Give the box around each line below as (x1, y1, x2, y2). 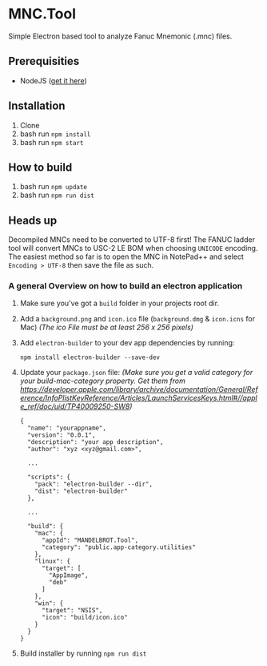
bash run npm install (19, 129, 91, 139)
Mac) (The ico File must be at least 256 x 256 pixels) (19, 322, 194, 333)
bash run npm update (19, 182, 88, 192)
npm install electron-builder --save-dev (19, 353, 160, 361)
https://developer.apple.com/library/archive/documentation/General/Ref (19, 385, 258, 394)
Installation (8, 99, 66, 113)
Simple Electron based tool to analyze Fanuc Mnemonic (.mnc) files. (8, 31, 233, 41)
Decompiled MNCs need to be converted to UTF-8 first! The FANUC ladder (8, 235, 256, 244)
